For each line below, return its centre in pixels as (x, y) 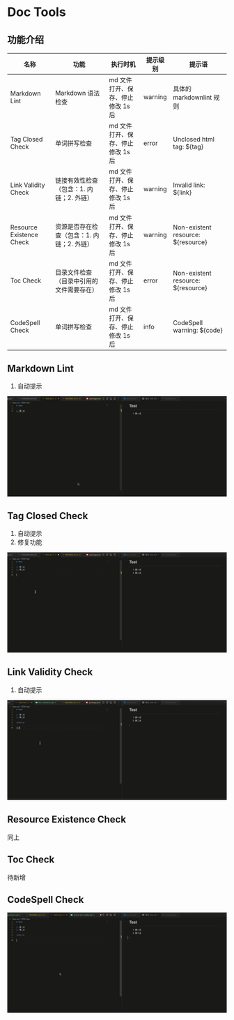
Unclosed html (194, 139)
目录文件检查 (74, 272)
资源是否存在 (74, 226)
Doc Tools (37, 12)
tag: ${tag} (188, 147)
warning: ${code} (198, 330)
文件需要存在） (77, 290)
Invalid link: (189, 185)
